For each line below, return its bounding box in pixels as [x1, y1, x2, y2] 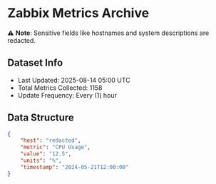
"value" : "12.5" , [20, 150, 72, 158]
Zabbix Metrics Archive [7, 5, 150, 21]
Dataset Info [7, 57, 63, 69]
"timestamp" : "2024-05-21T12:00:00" [20, 163, 130, 170]
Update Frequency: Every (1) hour [17, 91, 118, 99]
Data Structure [7, 112, 75, 124]
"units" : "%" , [20, 157, 62, 165]
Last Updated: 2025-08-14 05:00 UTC [17, 76, 130, 84]
